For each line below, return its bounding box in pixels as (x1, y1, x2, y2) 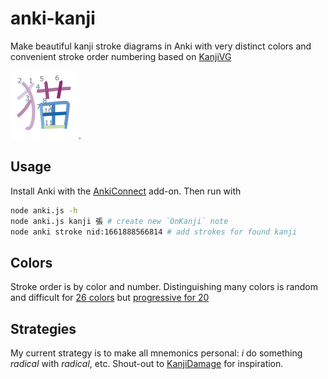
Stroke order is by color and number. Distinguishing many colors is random (10, 281, 318, 293)
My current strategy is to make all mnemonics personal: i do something (10, 347, 303, 359)
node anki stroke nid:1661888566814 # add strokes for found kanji (10, 227, 298, 237)
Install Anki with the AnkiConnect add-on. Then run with (10, 185, 242, 197)
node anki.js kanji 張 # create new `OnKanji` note (10, 216, 229, 226)
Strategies (10, 320, 77, 337)
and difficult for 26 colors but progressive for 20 (10, 292, 210, 304)
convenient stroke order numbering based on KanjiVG (10, 50, 232, 62)
